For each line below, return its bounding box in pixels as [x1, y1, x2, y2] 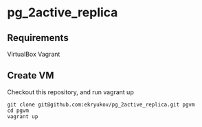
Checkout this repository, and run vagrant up [7, 87, 134, 96]
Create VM [7, 70, 54, 81]
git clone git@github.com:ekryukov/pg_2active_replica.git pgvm [7, 101, 195, 108]
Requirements [7, 32, 69, 44]
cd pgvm [7, 107, 30, 114]
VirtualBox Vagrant [7, 50, 60, 58]
